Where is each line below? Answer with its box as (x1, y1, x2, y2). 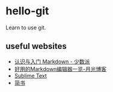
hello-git (5, 4, 49, 18)
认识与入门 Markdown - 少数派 (14, 58, 90, 65)
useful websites (5, 41, 67, 51)
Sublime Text (14, 72, 47, 79)
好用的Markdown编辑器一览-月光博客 (14, 65, 107, 72)
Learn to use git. (5, 24, 46, 31)
